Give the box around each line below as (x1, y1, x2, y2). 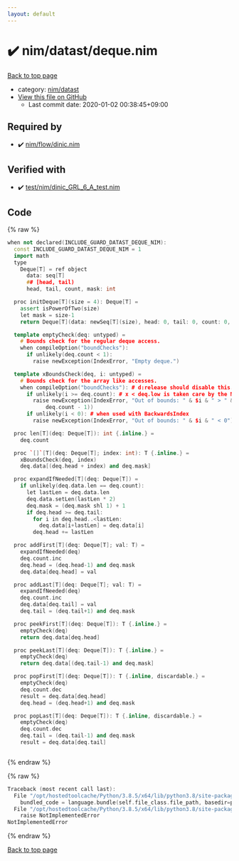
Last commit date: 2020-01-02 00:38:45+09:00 (28, 100, 169, 109)
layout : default (7, 10, 55, 18)
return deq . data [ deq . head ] (20, 633, 100, 641)
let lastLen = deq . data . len (26, 489, 110, 496)
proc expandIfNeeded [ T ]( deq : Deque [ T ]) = (14, 475, 139, 483)
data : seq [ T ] (26, 272, 65, 279)
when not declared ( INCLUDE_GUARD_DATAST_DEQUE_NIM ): (7, 239, 167, 246)
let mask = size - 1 (20, 311, 75, 318)
